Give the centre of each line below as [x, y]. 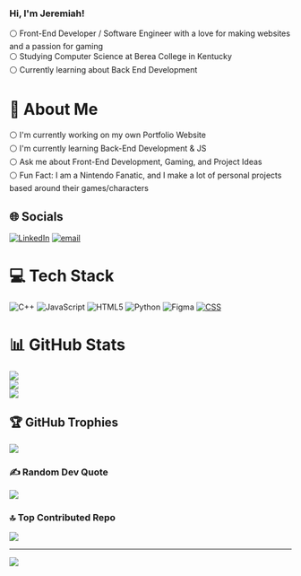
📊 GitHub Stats [68, 345]
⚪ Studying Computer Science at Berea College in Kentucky [121, 57]
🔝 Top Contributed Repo [63, 517]
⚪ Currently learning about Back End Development [103, 70]
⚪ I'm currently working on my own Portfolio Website [107, 135]
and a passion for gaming [56, 47]
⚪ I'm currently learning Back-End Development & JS [108, 148]
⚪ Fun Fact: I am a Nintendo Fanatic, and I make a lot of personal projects [146, 175]
